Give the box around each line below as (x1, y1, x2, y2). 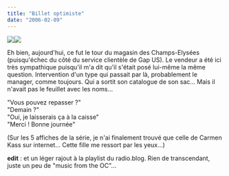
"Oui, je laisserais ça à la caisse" (7, 113, 100, 121)
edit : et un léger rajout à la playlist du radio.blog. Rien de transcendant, (7, 154, 210, 162)
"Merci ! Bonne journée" (7, 120, 76, 128)
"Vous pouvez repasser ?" (7, 98, 81, 107)
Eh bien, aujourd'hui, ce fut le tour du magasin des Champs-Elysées (7, 48, 200, 56)
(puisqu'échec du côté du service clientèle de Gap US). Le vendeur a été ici (7, 56, 221, 64)
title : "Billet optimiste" (7, 10, 85, 17)
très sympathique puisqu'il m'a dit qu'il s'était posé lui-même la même (7, 63, 206, 71)
